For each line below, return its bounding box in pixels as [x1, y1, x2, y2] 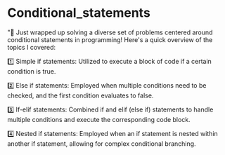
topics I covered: [7, 43, 56, 51]
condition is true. [7, 67, 56, 75]
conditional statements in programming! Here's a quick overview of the [7, 35, 213, 43]
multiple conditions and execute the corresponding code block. [7, 115, 191, 123]
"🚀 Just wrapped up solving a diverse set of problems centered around [7, 28, 213, 36]
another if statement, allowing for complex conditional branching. [7, 139, 196, 148]
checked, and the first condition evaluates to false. [7, 91, 154, 100]
